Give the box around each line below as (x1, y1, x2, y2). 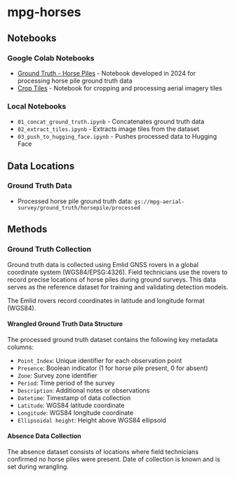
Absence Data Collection (7, 432, 82, 440)
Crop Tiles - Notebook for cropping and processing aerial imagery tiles (17, 83, 222, 92)
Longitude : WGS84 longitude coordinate (17, 408, 134, 417)
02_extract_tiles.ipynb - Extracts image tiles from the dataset (17, 125, 200, 133)
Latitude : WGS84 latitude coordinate (17, 401, 125, 409)
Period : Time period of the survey (17, 378, 115, 387)
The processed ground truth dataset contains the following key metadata (7, 335, 218, 343)
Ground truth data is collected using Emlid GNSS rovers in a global (7, 260, 199, 268)
